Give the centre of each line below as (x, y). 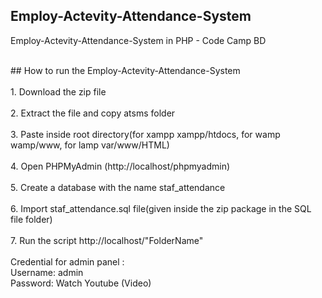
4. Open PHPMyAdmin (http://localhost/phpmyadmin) (120, 166)
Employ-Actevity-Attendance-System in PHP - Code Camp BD (138, 40)
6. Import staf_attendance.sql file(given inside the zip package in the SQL (161, 208)
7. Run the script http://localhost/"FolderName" (107, 240)
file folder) (31, 219)
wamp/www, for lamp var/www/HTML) (90, 145)
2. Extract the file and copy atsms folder (93, 113)
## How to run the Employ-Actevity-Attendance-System (125, 70)
